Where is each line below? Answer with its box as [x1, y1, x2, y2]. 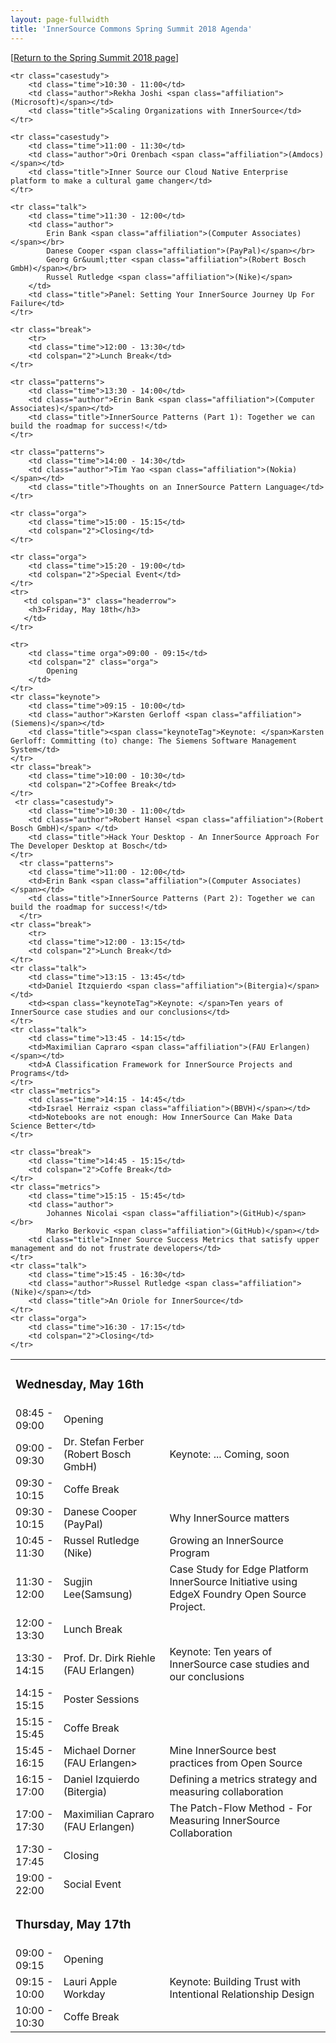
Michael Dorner [63, 1744, 137, 1758]
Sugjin [63, 1575, 93, 1589]
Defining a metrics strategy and [169, 1772, 318, 1786]
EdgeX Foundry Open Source [169, 1587, 307, 1601]
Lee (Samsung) [63, 1587, 133, 1601]
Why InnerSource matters [169, 1511, 290, 1525]
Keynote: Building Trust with [169, 1975, 302, 1989]
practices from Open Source [169, 1756, 303, 1770]
